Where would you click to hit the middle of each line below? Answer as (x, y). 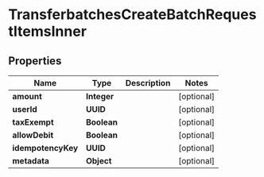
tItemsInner (48, 31)
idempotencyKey (45, 148)
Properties (35, 61)
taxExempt (33, 122)
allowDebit (33, 135)
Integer (100, 96)
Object (99, 161)
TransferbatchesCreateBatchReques (132, 15)
